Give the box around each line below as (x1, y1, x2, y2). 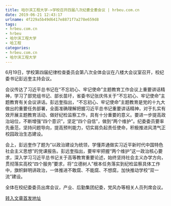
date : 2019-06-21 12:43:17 (5, 12, 63, 17)
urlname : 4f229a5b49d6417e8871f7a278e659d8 (5, 17, 99, 22)
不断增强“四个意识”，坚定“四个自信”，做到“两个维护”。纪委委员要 (22, 118, 160, 125)
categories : (5, 45, 31, 50)
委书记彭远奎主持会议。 (5, 76, 54, 82)
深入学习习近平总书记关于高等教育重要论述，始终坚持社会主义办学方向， (14, 155, 166, 161)
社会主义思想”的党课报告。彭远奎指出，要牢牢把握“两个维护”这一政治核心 (5, 148, 159, 154)
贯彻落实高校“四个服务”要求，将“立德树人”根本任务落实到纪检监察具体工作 (5, 161, 160, 167)
